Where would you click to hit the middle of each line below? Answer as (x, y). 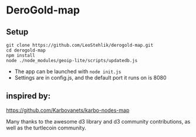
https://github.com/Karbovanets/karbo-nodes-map (68, 110)
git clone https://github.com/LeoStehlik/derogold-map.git (80, 45)
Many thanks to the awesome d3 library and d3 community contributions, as (98, 121)
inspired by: (28, 96)
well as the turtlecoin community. (46, 128)
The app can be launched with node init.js (68, 71)
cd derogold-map (26, 50)
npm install (21, 56)
